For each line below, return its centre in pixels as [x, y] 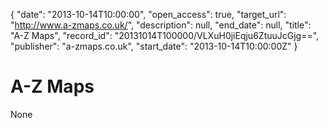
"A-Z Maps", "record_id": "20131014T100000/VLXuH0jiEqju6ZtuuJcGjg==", [165, 35]
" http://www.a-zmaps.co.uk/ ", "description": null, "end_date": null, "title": [161, 25]
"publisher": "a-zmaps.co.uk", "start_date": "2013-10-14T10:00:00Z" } [154, 46]
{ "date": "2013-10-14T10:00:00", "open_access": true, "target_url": [148, 14]
